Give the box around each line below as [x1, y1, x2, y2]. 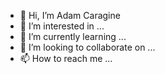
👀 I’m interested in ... [19, 20, 105, 32]
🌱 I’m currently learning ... [19, 31, 127, 42]
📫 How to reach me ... [19, 53, 113, 64]
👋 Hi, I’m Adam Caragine [19, 10, 121, 21]
